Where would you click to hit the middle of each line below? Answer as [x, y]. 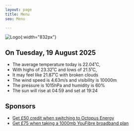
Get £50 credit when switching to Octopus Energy [63, 118]
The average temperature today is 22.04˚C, [56, 65]
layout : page [19, 10]
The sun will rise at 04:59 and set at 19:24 [55, 91]
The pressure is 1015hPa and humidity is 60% [59, 85]
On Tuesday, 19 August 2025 [51, 52]
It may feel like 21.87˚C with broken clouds [55, 75]
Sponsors [20, 106]
